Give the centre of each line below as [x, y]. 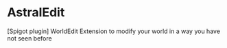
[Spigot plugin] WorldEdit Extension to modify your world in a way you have [114, 31]
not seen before [30, 38]
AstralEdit [36, 13]
